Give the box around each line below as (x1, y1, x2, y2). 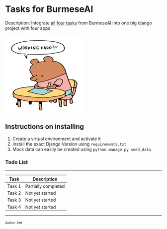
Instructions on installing (5, 123, 84, 131)
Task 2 (7, 190, 21, 196)
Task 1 (7, 183, 21, 189)
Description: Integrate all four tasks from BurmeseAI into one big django (5, 20, 153, 26)
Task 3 (7, 197, 21, 203)
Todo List (5, 158, 28, 165)
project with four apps (5, 25, 51, 31)
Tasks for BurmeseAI (5, 3, 93, 15)
